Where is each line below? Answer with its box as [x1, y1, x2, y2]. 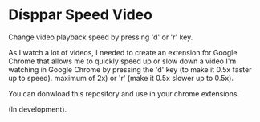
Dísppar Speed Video [8, 6, 152, 24]
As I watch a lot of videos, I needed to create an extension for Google [8, 47, 238, 57]
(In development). [8, 104, 67, 114]
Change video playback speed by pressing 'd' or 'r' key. [8, 32, 193, 42]
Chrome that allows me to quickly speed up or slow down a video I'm [8, 56, 237, 66]
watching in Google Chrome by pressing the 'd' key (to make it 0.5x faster [8, 64, 252, 74]
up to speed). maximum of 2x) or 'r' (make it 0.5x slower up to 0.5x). [8, 73, 234, 83]
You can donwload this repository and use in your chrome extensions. [8, 88, 239, 98]
